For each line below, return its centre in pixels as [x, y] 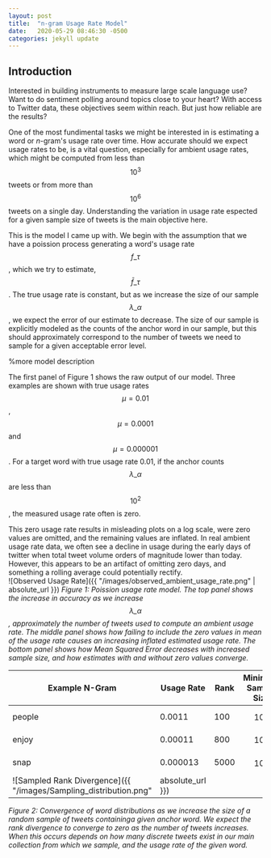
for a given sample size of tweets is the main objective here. [108, 220]
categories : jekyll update [54, 38]
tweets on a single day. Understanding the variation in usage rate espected [133, 211]
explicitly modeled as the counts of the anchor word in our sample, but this [133, 329]
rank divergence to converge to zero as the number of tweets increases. [129, 828]
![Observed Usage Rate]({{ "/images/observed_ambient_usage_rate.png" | [132, 581]
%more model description [52, 362]
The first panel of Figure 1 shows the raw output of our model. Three [122, 377]
